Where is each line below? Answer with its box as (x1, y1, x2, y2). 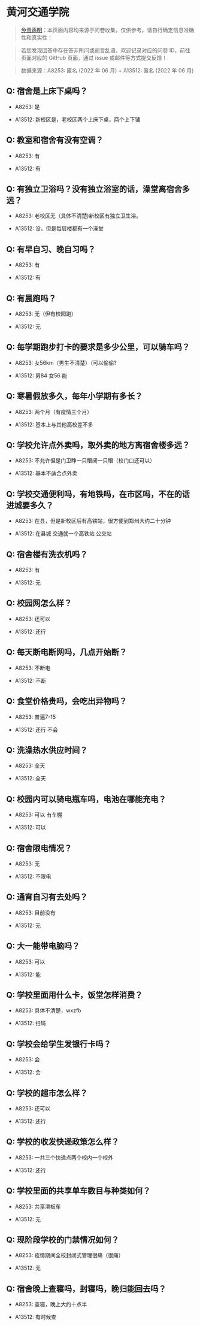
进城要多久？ (6, 500, 54, 510)
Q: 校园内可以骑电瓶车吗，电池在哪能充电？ (6, 794, 166, 804)
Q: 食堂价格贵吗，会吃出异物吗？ (6, 696, 128, 707)
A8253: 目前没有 (14, 909, 56, 916)
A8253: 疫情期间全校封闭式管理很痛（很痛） (14, 1252, 124, 1259)
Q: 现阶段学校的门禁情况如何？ (6, 1235, 120, 1245)
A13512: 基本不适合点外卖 (14, 470, 78, 477)
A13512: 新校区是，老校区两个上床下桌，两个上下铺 (14, 116, 141, 123)
